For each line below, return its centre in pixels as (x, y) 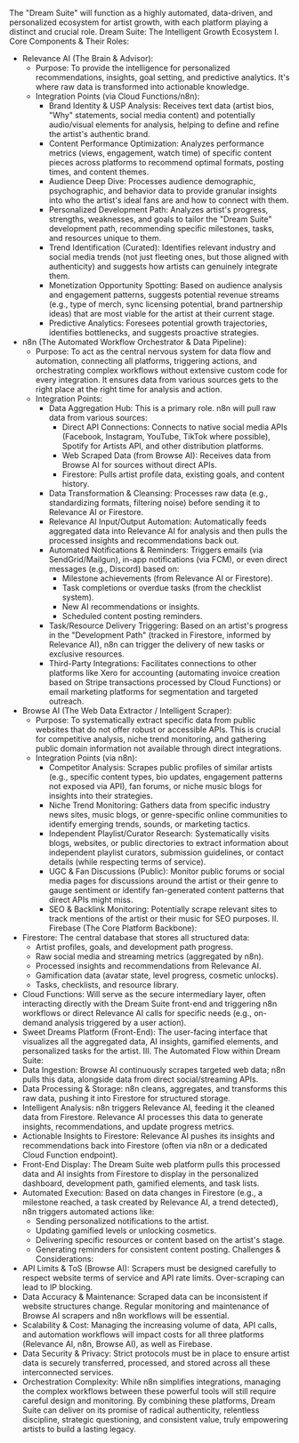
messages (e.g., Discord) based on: (114, 569)
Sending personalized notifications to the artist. (122, 1221)
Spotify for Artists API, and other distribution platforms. (163, 446)
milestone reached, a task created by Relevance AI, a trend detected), (150, 1202)
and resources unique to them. (105, 238)
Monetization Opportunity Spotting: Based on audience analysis (166, 285)
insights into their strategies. (101, 796)
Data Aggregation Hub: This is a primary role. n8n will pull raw (162, 408)
